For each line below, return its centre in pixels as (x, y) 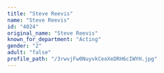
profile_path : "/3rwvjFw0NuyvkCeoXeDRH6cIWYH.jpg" (82, 59)
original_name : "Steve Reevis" (53, 33)
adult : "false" (29, 53)
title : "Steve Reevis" (40, 14)
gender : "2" (24, 46)
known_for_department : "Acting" (54, 40)
